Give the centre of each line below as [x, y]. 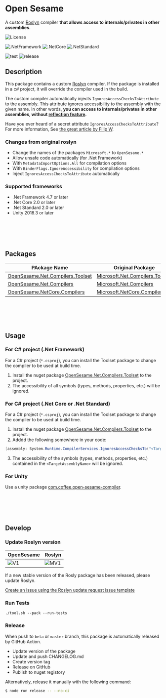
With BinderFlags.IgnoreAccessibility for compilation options [76, 168]
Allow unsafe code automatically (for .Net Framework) [67, 158]
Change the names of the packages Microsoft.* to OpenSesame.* [78, 153]
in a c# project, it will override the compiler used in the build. [67, 89]
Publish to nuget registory [39, 672]
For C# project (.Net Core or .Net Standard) [58, 404]
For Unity [17, 476]
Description [23, 72]
